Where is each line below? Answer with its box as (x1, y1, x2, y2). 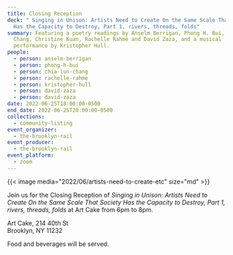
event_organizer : (7, 126, 58, 133)
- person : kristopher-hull (13, 81, 92, 88)
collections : (7, 113, 45, 120)
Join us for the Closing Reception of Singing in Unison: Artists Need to (7, 191, 208, 199)
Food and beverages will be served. (7, 240, 110, 248)
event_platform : (7, 152, 54, 159)
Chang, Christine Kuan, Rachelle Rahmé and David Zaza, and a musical (13, 36, 222, 43)
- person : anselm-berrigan (13, 55, 92, 62)
